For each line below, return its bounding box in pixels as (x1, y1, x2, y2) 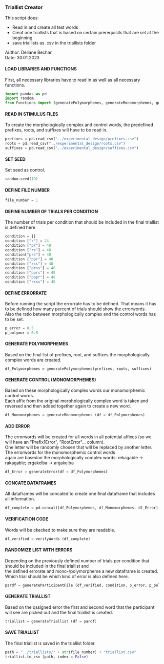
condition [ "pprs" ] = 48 (5, 270, 56, 275)
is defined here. (5, 224, 37, 231)
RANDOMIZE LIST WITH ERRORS (5, 547, 73, 553)
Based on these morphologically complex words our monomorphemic (5, 387, 145, 393)
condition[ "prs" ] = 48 (5, 252, 51, 257)
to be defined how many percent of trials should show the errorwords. (5, 306, 146, 312)
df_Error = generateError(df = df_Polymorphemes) (5, 470, 108, 474)
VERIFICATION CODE (5, 516, 49, 522)
